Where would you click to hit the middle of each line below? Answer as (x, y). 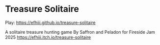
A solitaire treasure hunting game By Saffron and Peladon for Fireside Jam (80, 32)
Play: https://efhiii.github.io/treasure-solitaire (50, 22)
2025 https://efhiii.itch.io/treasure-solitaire (48, 37)
